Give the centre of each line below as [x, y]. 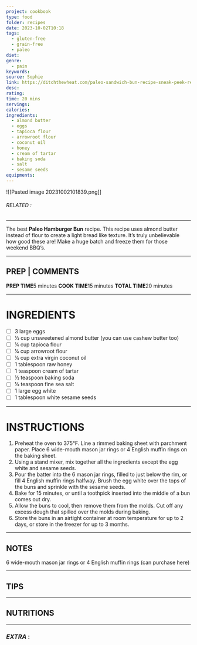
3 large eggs [30, 331]
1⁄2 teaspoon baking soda [44, 378]
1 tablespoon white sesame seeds [55, 397]
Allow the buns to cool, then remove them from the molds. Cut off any [99, 506]
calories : [18, 110]
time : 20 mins [23, 99]
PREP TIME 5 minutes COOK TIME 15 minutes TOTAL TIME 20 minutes [89, 286]
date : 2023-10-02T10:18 [35, 28]
